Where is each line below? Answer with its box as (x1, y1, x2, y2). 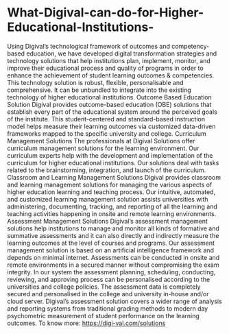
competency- (171, 42, 210, 50)
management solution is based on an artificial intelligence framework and (7, 246, 215, 254)
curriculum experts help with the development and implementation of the (7, 151, 213, 159)
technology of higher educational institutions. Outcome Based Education (7, 93, 213, 101)
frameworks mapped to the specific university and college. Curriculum (7, 129, 207, 138)
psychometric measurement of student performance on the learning (7, 311, 200, 320)
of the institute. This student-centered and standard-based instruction (7, 115, 206, 123)
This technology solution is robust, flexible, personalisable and (7, 78, 184, 86)
